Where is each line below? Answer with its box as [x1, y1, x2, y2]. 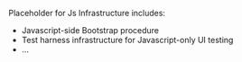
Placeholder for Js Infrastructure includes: [8, 8, 166, 18]
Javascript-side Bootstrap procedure [21, 25, 160, 35]
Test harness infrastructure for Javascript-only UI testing [21, 35, 234, 45]
